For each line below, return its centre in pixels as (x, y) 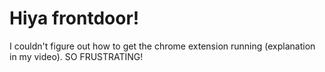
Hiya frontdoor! (74, 18)
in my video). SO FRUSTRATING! (76, 56)
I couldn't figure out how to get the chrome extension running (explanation (162, 46)
